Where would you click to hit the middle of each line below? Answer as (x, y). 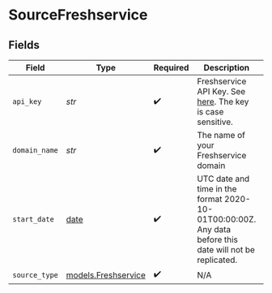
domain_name (36, 151)
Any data (214, 229)
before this (218, 239)
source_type (36, 275)
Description (227, 68)
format (210, 199)
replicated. (217, 260)
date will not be (226, 250)
